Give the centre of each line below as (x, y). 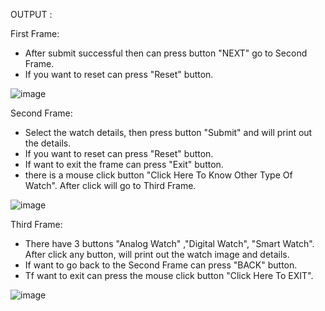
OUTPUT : (31, 14)
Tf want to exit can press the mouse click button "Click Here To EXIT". (169, 275)
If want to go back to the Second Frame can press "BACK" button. (161, 265)
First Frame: (35, 33)
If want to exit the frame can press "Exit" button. (124, 164)
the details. (48, 143)
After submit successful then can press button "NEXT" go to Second (166, 53)
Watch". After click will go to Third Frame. (110, 185)
